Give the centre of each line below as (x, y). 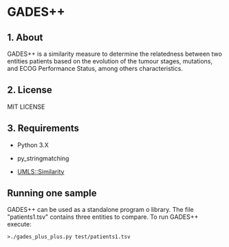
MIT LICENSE (26, 107)
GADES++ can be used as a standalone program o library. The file (100, 210)
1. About (25, 37)
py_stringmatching (43, 158)
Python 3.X (33, 144)
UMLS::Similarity (41, 171)
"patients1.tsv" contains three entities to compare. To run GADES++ (103, 217)
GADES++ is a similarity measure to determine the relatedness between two (115, 54)
